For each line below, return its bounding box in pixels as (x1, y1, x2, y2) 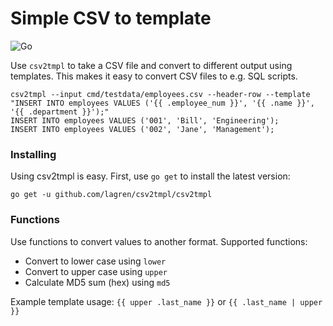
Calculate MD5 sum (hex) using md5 (24, 276, 171, 288)
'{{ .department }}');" (10, 107, 110, 117)
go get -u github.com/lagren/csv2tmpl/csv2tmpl (10, 190, 213, 200)
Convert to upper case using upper (24, 265, 168, 277)
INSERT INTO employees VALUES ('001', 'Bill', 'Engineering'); (10, 115, 280, 126)
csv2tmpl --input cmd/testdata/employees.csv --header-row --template (10, 89, 311, 99)
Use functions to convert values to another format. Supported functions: (10, 235, 308, 247)
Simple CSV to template (10, 7, 212, 30)
